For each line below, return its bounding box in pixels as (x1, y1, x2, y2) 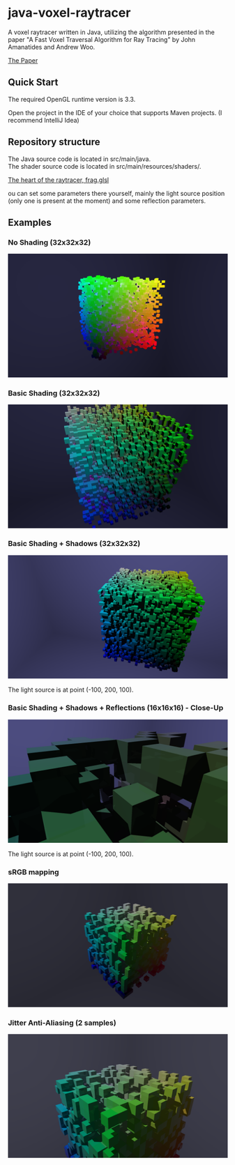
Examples (8, 216, 52, 228)
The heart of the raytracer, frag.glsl (8, 176, 109, 184)
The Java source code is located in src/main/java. (8, 155, 151, 163)
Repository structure (8, 136, 100, 148)
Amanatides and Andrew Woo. (8, 43, 96, 51)
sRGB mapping (8, 867, 59, 877)
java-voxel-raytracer (8, 5, 131, 21)
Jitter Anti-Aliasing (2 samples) (8, 1018, 117, 1028)
